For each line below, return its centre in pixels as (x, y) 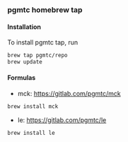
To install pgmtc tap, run (43, 42)
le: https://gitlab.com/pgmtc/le (62, 120)
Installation (24, 27)
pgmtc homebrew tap (45, 10)
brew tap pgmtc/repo (38, 55)
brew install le (31, 133)
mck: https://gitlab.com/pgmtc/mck (69, 94)
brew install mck (33, 107)
